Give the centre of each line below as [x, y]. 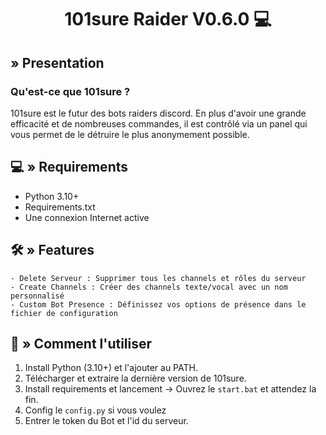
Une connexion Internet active [87, 217]
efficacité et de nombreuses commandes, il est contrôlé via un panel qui [159, 123]
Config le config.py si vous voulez [95, 410]
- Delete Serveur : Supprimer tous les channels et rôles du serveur [158, 278]
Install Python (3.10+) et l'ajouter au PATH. [111, 368]
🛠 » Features [52, 250]
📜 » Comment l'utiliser [81, 343]
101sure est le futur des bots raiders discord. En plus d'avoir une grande [158, 113]
